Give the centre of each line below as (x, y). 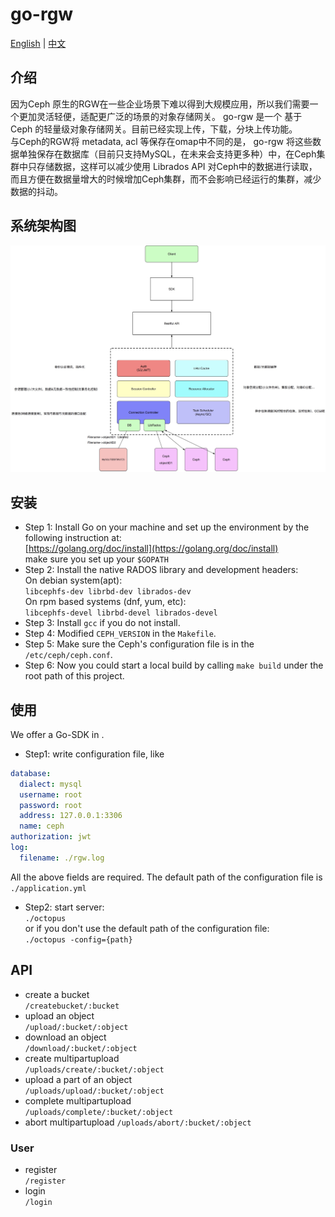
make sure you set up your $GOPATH (96, 559)
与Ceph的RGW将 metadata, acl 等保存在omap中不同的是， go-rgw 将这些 (161, 141)
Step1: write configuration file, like (94, 754)
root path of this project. (74, 676)
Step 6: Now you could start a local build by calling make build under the (174, 665)
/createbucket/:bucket (72, 1006)
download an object (65, 1037)
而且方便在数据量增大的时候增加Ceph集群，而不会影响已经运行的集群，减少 (166, 179)
